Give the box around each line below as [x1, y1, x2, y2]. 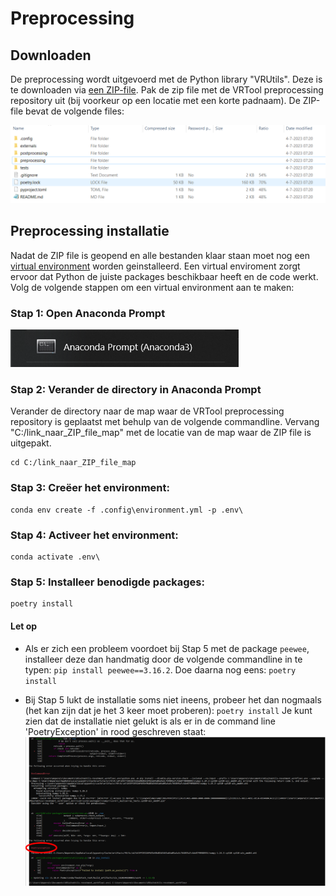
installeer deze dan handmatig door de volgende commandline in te [24, 653, 303, 665]
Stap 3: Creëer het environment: [10, 481, 170, 495]
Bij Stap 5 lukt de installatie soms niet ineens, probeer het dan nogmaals [24, 693, 322, 706]
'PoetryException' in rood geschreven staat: [24, 725, 207, 737]
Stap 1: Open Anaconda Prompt [10, 306, 166, 320]
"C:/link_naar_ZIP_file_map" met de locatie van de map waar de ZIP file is [10, 427, 312, 439]
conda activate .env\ [10, 552, 101, 562]
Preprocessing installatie [10, 223, 170, 240]
